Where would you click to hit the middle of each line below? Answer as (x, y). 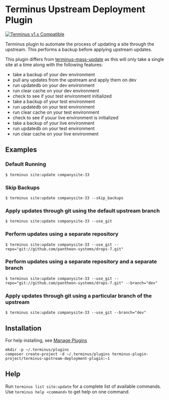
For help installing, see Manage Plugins (46, 340)
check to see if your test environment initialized (62, 96)
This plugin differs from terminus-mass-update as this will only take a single (84, 59)
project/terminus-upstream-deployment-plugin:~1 (58, 358)
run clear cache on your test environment (56, 112)
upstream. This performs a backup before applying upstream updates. (79, 49)
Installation (23, 328)
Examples (21, 150)
